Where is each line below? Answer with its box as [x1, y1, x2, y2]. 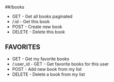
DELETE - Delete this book [12, 29, 65, 34]
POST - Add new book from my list [12, 66, 82, 72]
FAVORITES [5, 43, 40, 51]
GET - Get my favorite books [12, 56, 69, 62]
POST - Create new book [12, 24, 63, 30]
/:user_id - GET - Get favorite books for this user [12, 61, 109, 67]
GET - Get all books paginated [12, 14, 73, 19]
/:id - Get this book [12, 19, 50, 24]
